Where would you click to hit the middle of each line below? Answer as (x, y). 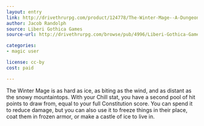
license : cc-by (25, 62)
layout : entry (24, 12)
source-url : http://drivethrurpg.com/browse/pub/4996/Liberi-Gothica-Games (104, 35)
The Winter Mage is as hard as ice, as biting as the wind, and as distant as (99, 90)
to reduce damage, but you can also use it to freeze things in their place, (97, 110)
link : (13, 18)
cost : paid (20, 68)
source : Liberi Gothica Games (45, 29)
